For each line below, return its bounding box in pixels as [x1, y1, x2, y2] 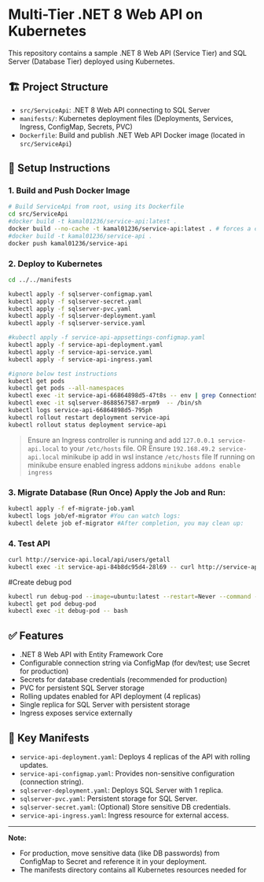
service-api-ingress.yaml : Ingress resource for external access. [19, 810, 229, 820]
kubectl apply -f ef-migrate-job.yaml [8, 505, 135, 513]
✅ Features [8, 629, 64, 642]
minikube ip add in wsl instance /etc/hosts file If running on [61, 452, 255, 461]
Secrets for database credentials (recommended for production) [19, 675, 228, 685]
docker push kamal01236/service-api [8, 239, 128, 247]
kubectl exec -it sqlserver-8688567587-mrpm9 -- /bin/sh [8, 399, 202, 407]
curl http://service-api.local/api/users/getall [8, 555, 170, 563]
